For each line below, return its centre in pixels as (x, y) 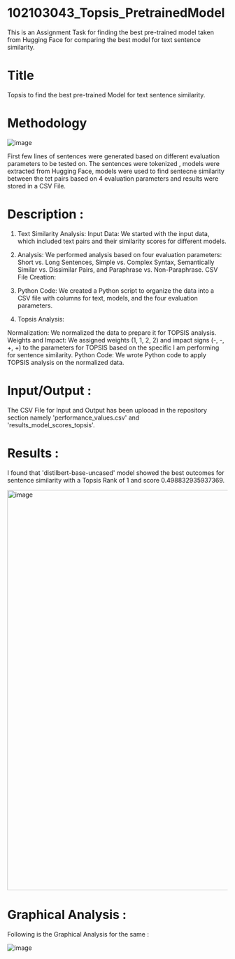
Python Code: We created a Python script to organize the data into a (116, 290)
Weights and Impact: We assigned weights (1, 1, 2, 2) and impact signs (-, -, (116, 340)
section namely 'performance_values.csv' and (73, 418)
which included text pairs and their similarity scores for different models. (122, 241)
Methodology (47, 123)
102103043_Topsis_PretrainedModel (116, 13)
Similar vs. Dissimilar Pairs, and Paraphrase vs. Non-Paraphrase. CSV (117, 269)
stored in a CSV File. (37, 186)
